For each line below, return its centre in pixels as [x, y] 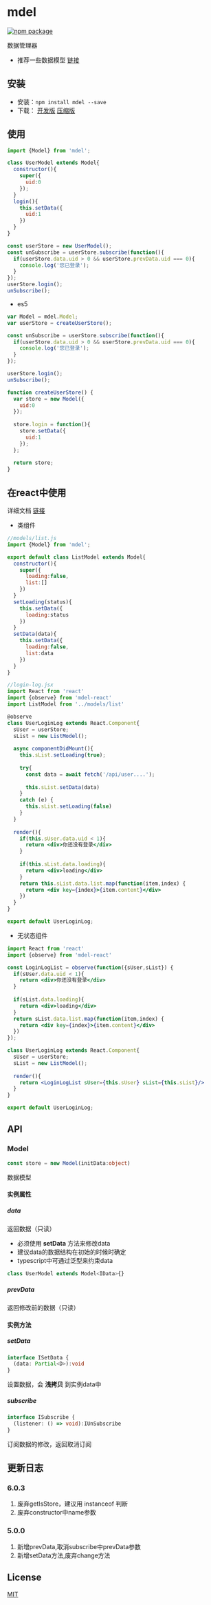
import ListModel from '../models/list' [66, 704]
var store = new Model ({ [49, 399]
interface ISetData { [38, 1357]
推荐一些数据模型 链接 [48, 60]
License [24, 1578]
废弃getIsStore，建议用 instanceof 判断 [73, 1504]
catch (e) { [36, 800]
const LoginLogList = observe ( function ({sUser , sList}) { [90, 967]
